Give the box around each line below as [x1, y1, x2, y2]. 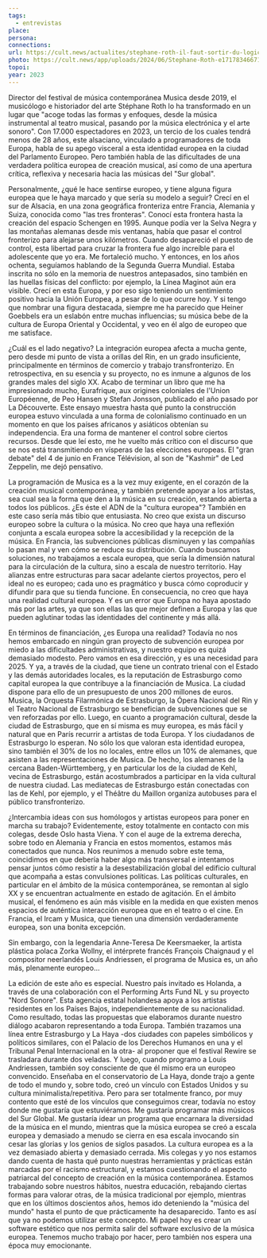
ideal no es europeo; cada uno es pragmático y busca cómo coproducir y [8, 578, 249, 588]
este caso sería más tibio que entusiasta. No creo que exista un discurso [8, 511, 246, 520]
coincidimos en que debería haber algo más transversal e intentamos [8, 855, 234, 864]
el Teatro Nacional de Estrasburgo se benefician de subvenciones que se [8, 703, 248, 713]
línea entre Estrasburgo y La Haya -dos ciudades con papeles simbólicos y [8, 1029, 253, 1038]
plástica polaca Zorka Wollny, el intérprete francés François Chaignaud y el [8, 946, 254, 956]
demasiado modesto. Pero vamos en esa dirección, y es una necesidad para [8, 653, 258, 663]
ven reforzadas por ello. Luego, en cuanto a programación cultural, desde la [8, 712, 257, 722]
